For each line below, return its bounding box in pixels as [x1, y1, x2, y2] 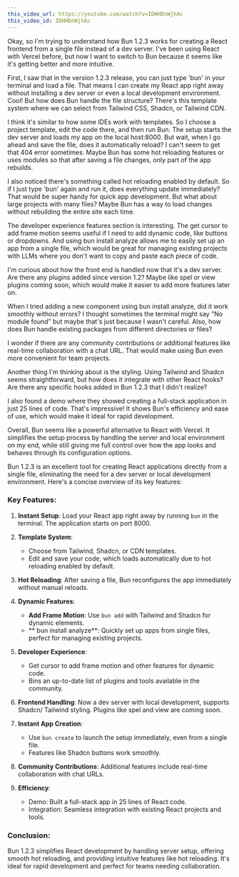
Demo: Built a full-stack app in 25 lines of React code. [28, 797, 187, 806]
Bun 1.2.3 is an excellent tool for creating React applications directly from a [7, 462, 227, 471]
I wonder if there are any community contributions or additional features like [7, 339, 230, 347]
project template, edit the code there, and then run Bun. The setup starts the [7, 125, 232, 134]
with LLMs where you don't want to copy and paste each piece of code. [7, 251, 219, 260]
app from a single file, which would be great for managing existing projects [7, 244, 228, 252]
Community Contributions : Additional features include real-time [17, 762, 208, 771]
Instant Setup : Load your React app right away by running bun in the [17, 511, 219, 520]
